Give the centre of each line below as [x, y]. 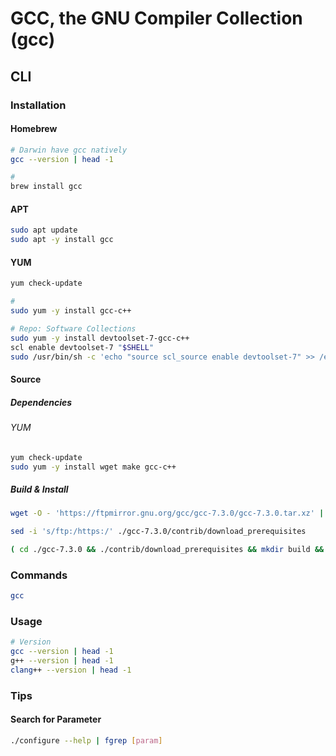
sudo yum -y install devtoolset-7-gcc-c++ [100, 338]
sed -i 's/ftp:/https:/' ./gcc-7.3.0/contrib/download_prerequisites [158, 532]
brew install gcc [46, 187]
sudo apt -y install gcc [62, 240]
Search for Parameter [56, 719]
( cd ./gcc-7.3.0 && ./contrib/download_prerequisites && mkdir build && [167, 550]
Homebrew [34, 129]
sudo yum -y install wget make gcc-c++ [93, 467]
